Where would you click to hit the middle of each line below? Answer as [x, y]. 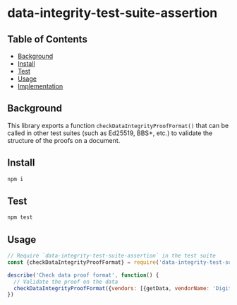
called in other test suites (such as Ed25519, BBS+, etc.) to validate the [110, 133]
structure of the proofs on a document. [64, 140]
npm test [20, 217]
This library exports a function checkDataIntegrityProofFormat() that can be [118, 125]
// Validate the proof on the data [66, 282]
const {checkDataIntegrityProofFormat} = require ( [83, 262]
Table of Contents [48, 39]
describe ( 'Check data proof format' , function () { [83, 275]
